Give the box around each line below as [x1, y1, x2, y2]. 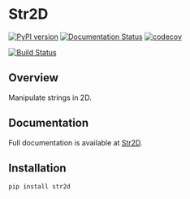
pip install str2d [8, 183, 71, 191]
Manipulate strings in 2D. [8, 93, 92, 102]
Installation [8, 161, 67, 175]
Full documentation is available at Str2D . [8, 137, 143, 147]
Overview [8, 71, 59, 85]
